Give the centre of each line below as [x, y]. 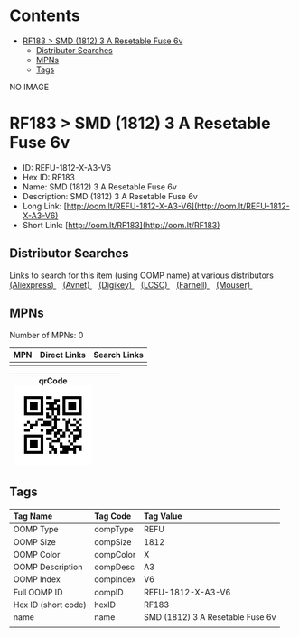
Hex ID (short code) [50, 605]
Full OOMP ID [38, 592]
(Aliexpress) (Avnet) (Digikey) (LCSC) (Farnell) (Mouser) [130, 284]
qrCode [53, 381]
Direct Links [62, 355]
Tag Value [163, 516]
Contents [45, 16]
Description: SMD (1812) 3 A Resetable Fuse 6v [110, 196]
